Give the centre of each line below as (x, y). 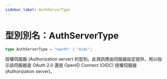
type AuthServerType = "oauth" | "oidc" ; (49, 49)
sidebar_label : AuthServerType (38, 10)
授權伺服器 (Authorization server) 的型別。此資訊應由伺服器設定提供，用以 (82, 59)
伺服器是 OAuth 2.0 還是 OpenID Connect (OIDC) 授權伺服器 (75, 65)
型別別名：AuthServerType (62, 36)
